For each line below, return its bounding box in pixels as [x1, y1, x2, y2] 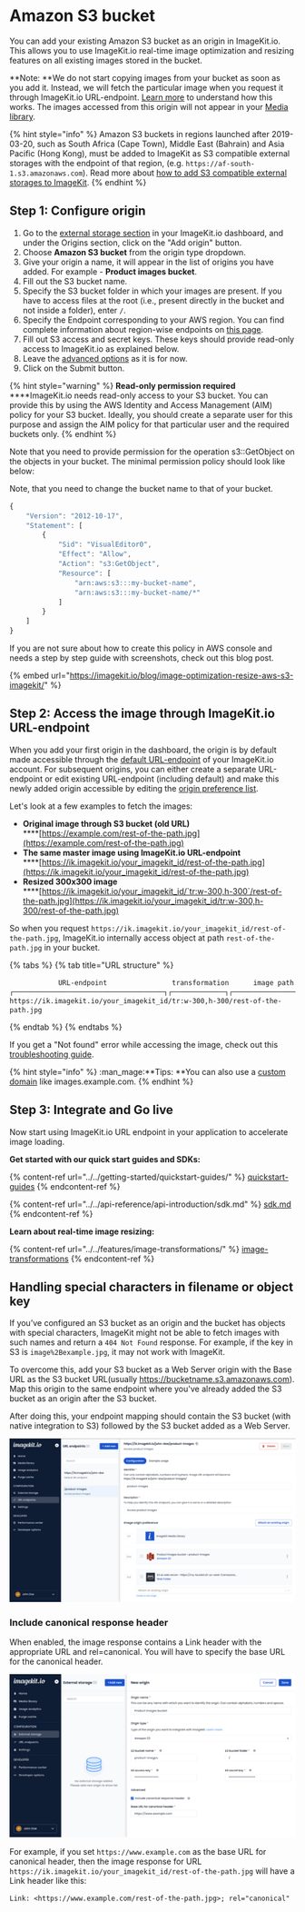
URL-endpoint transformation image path [57, 978, 295, 987]
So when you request [9, 922, 89, 933]
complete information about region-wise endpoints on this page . [22, 324, 264, 334]
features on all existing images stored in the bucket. [9, 55, 202, 65]
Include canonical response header [9, 1616, 169, 1628]
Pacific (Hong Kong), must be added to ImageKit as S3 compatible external [9, 147, 290, 159]
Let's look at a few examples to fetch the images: [9, 801, 193, 812]
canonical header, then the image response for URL [9, 1856, 202, 1867]
